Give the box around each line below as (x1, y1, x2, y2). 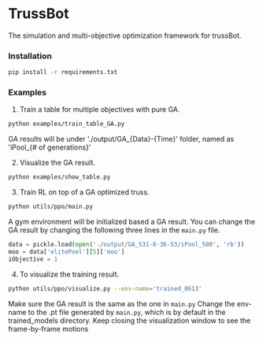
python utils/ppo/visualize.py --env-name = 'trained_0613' (8, 284, 202, 292)
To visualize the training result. (19, 269, 120, 279)
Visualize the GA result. (19, 158, 96, 168)
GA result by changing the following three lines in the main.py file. (8, 225, 220, 235)
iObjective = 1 (8, 255, 58, 263)
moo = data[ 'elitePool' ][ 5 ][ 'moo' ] (8, 247, 125, 256)
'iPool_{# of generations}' (8, 143, 91, 152)
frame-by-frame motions (8, 324, 89, 333)
